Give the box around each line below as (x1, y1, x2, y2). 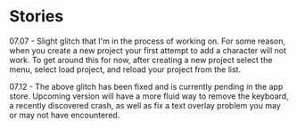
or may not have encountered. (9, 109, 120, 120)
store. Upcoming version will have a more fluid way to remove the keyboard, (9, 91, 289, 101)
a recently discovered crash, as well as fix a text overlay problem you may (9, 100, 281, 110)
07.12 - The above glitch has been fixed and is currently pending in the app (9, 81, 284, 92)
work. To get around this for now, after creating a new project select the (9, 54, 273, 65)
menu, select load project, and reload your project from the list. (9, 64, 242, 75)
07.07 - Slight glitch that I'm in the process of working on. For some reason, (9, 36, 286, 46)
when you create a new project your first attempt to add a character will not (9, 44, 287, 55)
